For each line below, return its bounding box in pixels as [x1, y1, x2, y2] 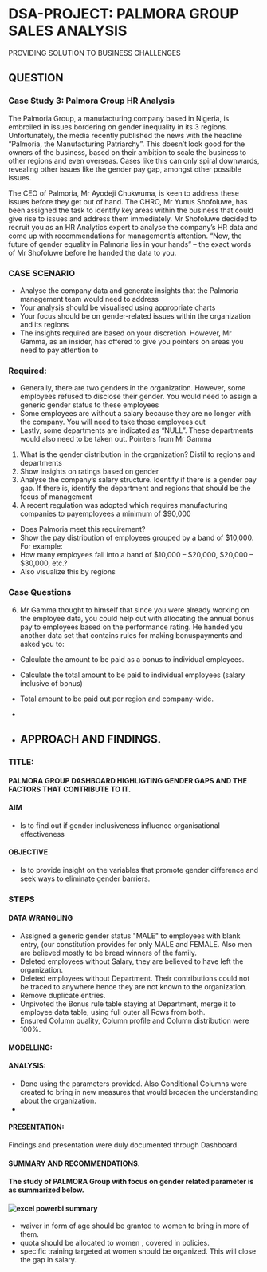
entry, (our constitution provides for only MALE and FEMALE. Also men [19, 939, 253, 949]
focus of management [19, 492, 93, 501]
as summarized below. [8, 1185, 85, 1195]
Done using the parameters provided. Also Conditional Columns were [19, 1079, 248, 1088]
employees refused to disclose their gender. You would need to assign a [19, 392, 257, 402]
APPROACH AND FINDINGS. [19, 732, 162, 746]
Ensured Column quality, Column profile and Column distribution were [19, 1016, 249, 1025]
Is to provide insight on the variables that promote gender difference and [19, 865, 259, 874]
